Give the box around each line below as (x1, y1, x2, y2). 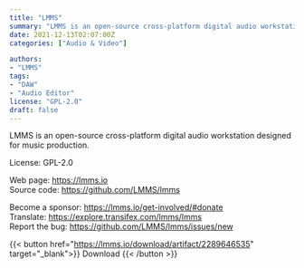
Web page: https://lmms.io (9, 175, 109, 186)
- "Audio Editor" (9, 88, 75, 98)
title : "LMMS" (9, 13, 63, 23)
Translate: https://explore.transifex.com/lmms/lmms (9, 212, 202, 223)
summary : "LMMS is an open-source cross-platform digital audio (9, 22, 257, 31)
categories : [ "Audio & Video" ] (9, 38, 128, 48)
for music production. (9, 139, 90, 150)
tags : (9, 72, 30, 81)
